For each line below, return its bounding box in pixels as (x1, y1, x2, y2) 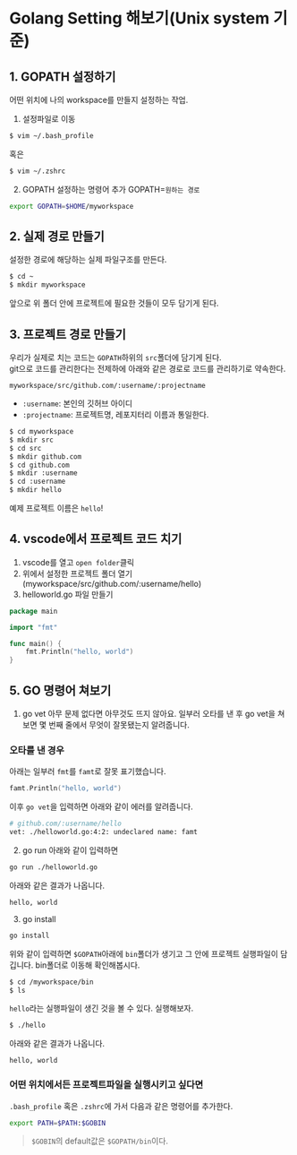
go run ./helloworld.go (9, 862, 98, 872)
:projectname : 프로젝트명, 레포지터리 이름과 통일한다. (21, 409, 209, 419)
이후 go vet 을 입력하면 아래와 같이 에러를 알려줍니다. (9, 801, 194, 812)
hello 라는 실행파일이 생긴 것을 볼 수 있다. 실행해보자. (9, 1003, 194, 1013)
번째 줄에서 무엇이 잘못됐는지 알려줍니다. (48, 720, 190, 730)
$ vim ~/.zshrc (9, 167, 66, 176)
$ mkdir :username (9, 469, 78, 478)
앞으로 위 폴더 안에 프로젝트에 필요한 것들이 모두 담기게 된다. (9, 297, 219, 309)
